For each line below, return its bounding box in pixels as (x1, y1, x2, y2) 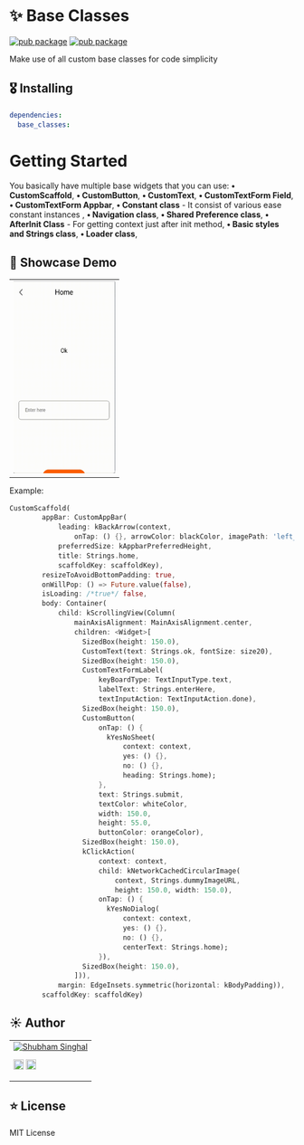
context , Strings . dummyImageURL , (114, 875, 242, 885)
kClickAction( (81, 847, 136, 856)
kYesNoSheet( (106, 732, 156, 742)
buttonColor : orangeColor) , (98, 828, 204, 837)
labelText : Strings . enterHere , (98, 685, 217, 694)
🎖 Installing (9, 81, 74, 96)
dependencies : (9, 110, 63, 119)
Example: (9, 485, 44, 496)
